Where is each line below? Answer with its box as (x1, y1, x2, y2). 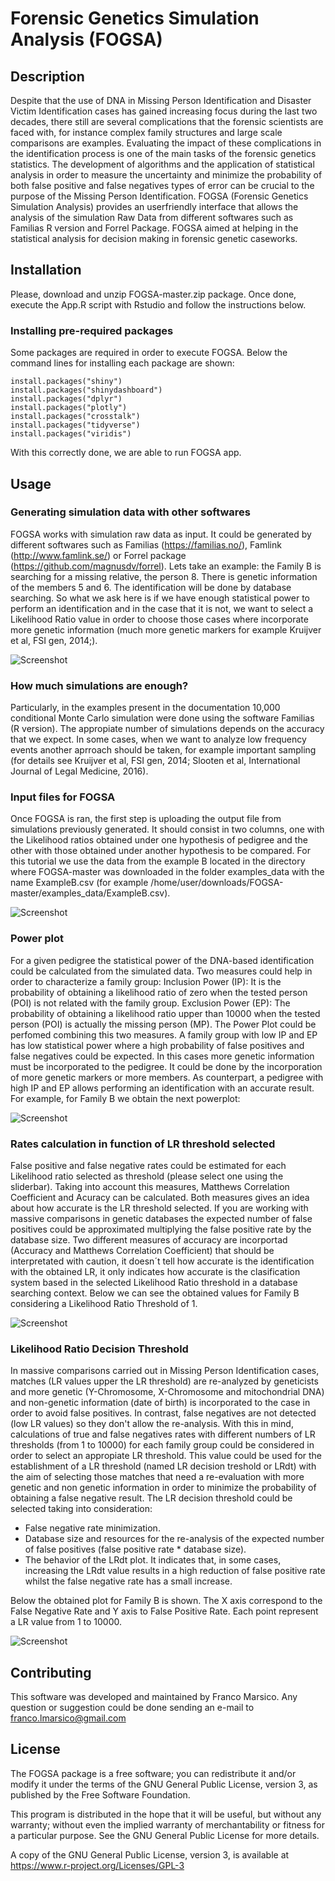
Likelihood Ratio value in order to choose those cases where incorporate (10, 613, 309, 625)
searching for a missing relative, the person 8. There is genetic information (10, 570, 318, 582)
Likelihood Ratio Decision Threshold (10, 1342, 189, 1356)
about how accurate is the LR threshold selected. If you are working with (10, 1202, 309, 1214)
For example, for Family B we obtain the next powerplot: (10, 1092, 241, 1104)
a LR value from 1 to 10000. (10, 1616, 123, 1628)
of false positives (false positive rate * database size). (24, 1543, 247, 1556)
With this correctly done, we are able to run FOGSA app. (10, 447, 242, 459)
